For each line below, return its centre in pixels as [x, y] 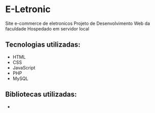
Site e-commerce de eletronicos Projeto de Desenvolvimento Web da [78, 23]
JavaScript [24, 67]
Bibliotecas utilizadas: [41, 95]
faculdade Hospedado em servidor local [47, 28]
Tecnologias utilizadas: [43, 45]
